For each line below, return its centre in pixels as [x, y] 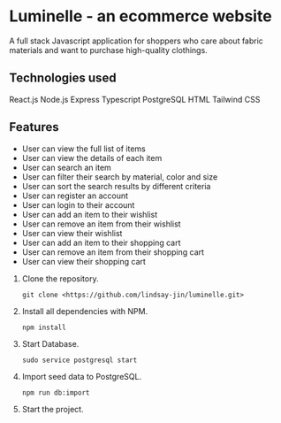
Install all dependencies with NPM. [85, 311]
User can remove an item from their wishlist [101, 224]
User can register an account [75, 196]
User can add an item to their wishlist [90, 214]
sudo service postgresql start [80, 360]
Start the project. [53, 409]
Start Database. [50, 343]
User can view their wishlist [72, 233]
